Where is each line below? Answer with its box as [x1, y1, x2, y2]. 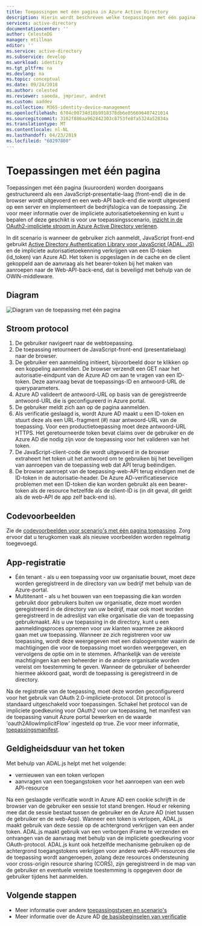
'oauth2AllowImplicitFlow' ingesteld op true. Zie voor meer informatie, [6, 720, 180, 727]
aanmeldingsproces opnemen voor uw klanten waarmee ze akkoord [14, 624, 184, 631]
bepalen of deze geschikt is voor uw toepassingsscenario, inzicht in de [6, 216, 183, 223]
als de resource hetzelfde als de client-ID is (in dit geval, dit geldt [30, 487, 192, 494]
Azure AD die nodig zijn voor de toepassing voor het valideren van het [14, 436, 190, 443]
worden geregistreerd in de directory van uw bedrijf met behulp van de [14, 580, 192, 587]
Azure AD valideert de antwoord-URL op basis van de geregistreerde [14, 391, 187, 398]
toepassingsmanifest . [6, 726, 60, 733]
